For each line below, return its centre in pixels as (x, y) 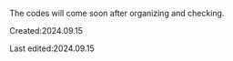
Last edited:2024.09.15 (52, 48)
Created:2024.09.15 (46, 30)
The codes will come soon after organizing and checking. (117, 13)
